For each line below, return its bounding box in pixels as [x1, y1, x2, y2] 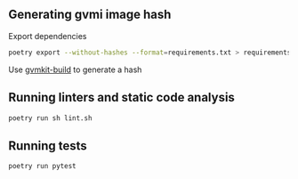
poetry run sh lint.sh [8, 113, 93, 123]
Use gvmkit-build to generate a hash [8, 64, 142, 75]
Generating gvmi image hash [8, 7, 172, 22]
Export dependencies [8, 30, 87, 41]
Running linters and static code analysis [8, 90, 235, 105]
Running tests [8, 138, 88, 153]
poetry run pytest [8, 162, 77, 171]
